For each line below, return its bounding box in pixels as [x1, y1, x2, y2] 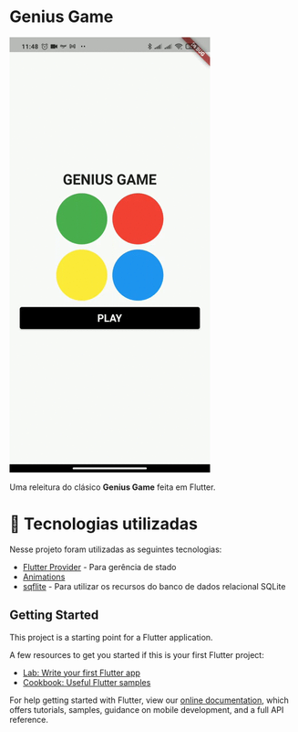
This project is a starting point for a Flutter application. [9, 631, 213, 642]
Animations [22, 571, 66, 582]
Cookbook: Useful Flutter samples [22, 676, 151, 687]
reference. [9, 714, 48, 725]
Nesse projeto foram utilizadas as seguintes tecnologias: [9, 544, 222, 555]
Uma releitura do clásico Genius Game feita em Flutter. [9, 482, 216, 493]
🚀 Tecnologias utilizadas [9, 514, 199, 535]
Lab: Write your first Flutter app [22, 667, 141, 678]
